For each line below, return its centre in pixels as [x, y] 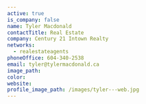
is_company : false [33, 20]
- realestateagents [41, 52]
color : [16, 77]
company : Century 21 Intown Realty [58, 39]
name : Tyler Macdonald [39, 26]
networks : [21, 45]
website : [20, 83]
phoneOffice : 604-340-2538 [46, 58]
